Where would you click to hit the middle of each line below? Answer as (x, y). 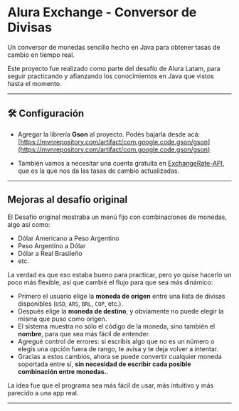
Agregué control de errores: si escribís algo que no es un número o (116, 341)
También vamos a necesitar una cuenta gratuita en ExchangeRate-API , (121, 163)
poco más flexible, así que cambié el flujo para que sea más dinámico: (110, 282)
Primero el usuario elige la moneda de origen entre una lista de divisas (121, 296)
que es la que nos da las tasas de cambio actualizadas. (99, 171)
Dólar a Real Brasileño (50, 253)
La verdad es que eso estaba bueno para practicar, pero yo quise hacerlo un (119, 274)
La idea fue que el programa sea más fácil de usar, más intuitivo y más (111, 385)
